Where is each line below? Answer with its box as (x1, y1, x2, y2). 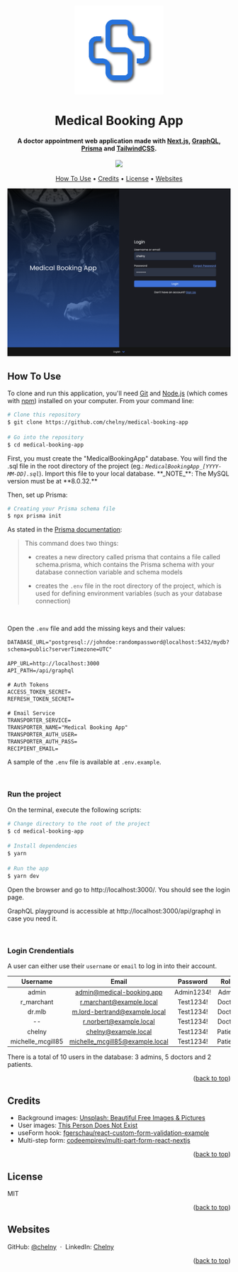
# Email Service (7, 710, 55, 717)
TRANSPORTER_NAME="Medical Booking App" (7, 724, 129, 731)
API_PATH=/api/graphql (7, 667, 74, 674)
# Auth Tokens (7, 681, 50, 689)
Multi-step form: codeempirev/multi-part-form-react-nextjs (17, 1136, 191, 1145)
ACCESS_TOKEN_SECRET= (7, 689, 72, 696)
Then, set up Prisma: (7, 490, 68, 499)
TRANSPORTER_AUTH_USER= (7, 731, 78, 738)
